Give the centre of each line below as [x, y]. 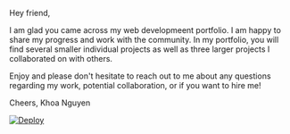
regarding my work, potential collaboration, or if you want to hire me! [135, 85]
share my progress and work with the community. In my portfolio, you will [144, 40]
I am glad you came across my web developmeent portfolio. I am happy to [145, 30]
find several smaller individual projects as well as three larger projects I [140, 49]
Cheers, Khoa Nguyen [50, 103]
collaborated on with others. [61, 59]
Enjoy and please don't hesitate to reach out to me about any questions [140, 76]
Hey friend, [30, 13]
